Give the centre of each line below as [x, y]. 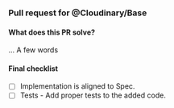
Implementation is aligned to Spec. [77, 86]
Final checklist [33, 69]
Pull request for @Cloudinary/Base [78, 13]
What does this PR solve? [52, 32]
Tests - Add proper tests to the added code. [93, 95]
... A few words [33, 50]
